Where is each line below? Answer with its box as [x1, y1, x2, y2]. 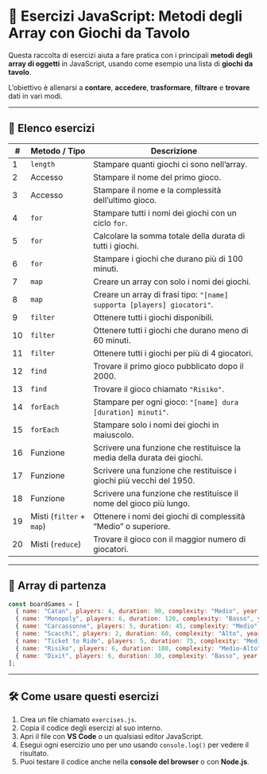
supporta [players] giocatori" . [92, 298, 214, 309]
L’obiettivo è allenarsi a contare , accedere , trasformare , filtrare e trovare [8, 83, 250, 92]
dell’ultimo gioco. [92, 194, 157, 205]
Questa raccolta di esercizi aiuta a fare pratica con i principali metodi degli [8, 50, 253, 60]
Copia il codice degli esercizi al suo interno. [19, 723, 163, 733]
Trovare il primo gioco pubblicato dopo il [92, 360, 244, 371]
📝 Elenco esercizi [8, 122, 95, 135]
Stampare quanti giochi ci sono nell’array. [92, 158, 248, 169]
